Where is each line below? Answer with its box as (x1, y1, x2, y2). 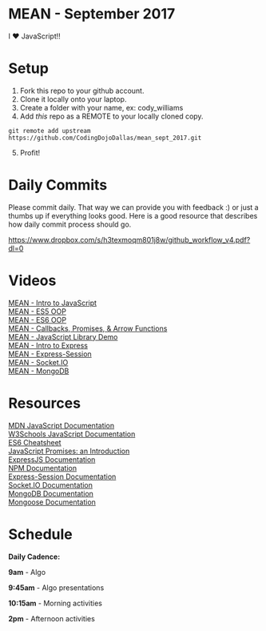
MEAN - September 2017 (8, 5, 176, 23)
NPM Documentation (8, 463, 77, 472)
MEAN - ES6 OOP (8, 315, 66, 324)
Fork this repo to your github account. (19, 86, 145, 95)
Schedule (8, 525, 73, 543)
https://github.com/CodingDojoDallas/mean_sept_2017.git (8, 134, 202, 142)
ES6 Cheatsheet (8, 437, 62, 447)
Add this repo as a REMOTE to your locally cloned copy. (19, 111, 204, 121)
